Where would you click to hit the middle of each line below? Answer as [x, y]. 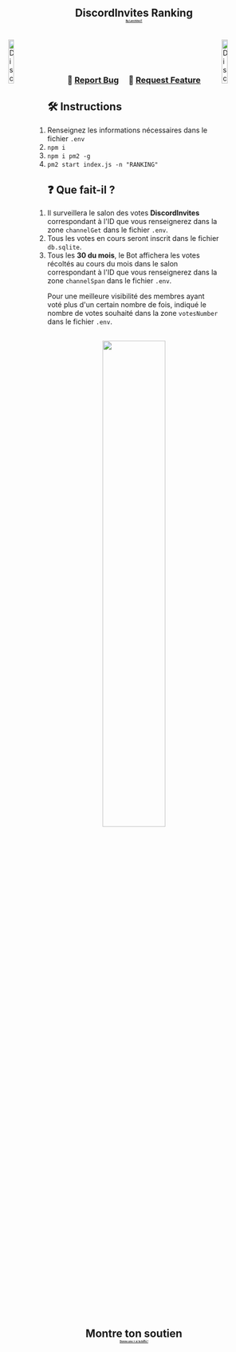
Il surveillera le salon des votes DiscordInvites [124, 213]
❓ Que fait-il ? [81, 189]
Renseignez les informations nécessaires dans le [128, 130]
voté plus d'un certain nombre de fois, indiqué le [127, 305]
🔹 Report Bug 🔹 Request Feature [134, 80]
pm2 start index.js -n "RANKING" [103, 164]
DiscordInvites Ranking [134, 13]
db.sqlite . [65, 247]
